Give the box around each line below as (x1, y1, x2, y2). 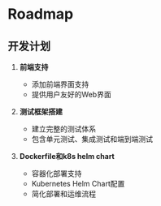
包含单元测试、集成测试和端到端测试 (31, 135, 154, 144)
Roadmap (7, 5, 74, 24)
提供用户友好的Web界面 (31, 90, 111, 99)
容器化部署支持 (31, 169, 82, 178)
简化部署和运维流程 (31, 189, 97, 199)
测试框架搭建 (19, 107, 63, 116)
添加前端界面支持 (31, 79, 89, 89)
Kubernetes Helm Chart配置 (31, 179, 125, 188)
